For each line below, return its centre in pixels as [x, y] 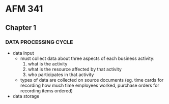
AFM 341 [24, 9]
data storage [26, 96]
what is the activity [48, 63]
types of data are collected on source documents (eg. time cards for [92, 80]
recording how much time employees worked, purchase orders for [90, 85]
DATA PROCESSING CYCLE [39, 42]
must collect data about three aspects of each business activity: [87, 58]
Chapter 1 [21, 28]
